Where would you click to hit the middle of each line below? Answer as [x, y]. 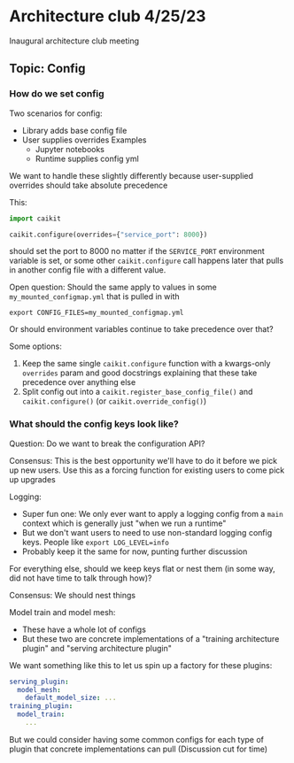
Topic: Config [47, 69]
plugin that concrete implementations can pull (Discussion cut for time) [139, 749]
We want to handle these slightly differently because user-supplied [132, 175]
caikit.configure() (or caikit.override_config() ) [114, 401]
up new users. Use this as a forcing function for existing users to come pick [147, 470]
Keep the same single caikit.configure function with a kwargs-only [146, 364]
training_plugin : [41, 706]
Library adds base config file [74, 130]
